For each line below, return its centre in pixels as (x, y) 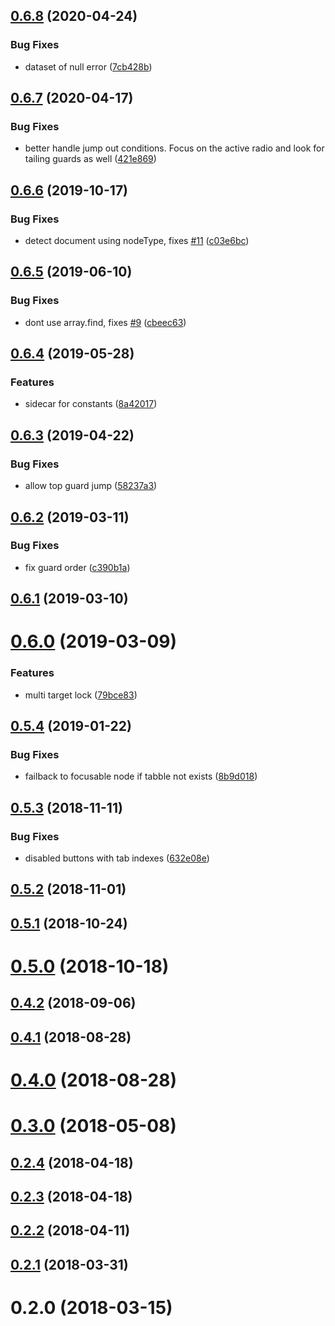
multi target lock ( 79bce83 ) (81, 695)
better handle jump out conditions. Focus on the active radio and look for (174, 148)
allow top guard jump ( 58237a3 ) (91, 486)
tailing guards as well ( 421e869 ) (90, 159)
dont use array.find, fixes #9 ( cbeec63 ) (105, 322)
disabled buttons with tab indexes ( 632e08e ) (117, 858)
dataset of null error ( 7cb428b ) (88, 66)
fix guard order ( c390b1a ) (77, 567)
